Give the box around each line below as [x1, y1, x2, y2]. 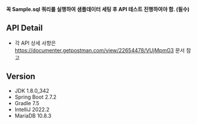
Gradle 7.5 [14, 99, 39, 106]
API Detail [6, 23, 43, 33]
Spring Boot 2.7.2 [14, 93, 57, 100]
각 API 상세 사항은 [14, 39, 56, 46]
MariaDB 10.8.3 [14, 112, 52, 119]
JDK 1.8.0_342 [14, 87, 49, 94]
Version [6, 72, 35, 82]
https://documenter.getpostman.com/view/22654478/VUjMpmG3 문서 [14, 46, 185, 53]
